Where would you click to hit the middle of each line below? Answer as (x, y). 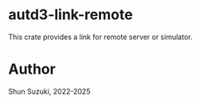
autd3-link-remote (71, 15)
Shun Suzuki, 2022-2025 (49, 91)
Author (32, 69)
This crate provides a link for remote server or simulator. (100, 37)
